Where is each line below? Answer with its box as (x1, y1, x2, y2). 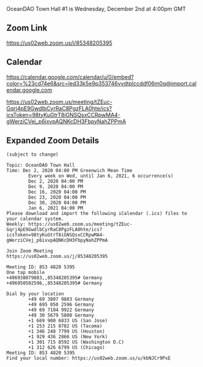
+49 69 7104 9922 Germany (28, 307, 95, 313)
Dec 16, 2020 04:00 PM (28, 189, 86, 195)
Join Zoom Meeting (6, 248, 53, 254)
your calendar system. (6, 216, 64, 222)
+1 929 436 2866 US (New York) (28, 334, 108, 340)
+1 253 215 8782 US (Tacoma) (28, 323, 103, 330)
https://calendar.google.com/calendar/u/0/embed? (6, 73, 135, 80)
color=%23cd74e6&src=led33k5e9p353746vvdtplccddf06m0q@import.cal (6, 80, 197, 87)
